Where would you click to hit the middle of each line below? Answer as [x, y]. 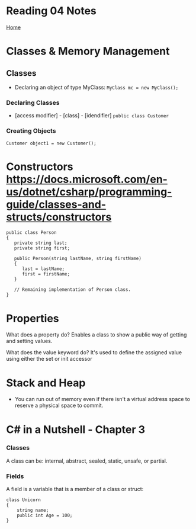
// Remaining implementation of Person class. [73, 290]
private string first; [42, 248]
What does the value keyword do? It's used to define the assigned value [94, 352]
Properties [33, 318]
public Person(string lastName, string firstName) [78, 259]
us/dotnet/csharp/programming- [89, 192]
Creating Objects [31, 131]
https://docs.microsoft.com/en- [87, 179]
